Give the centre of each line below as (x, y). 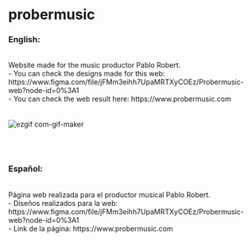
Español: (26, 169)
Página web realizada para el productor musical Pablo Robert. (109, 194)
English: (25, 40)
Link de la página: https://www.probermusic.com (93, 228)
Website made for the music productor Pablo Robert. (95, 65)
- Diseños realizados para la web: (63, 203)
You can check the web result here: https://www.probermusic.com (122, 99)
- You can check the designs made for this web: (87, 74)
